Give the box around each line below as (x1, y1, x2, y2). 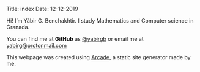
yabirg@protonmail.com (6, 42, 67, 49)
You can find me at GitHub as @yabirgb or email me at (6, 35, 144, 42)
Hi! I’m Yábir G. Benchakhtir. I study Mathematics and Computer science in (6, 17, 194, 24)
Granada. (6, 24, 30, 31)
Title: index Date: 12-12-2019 (6, 5, 78, 12)
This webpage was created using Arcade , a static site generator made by (6, 54, 191, 60)
